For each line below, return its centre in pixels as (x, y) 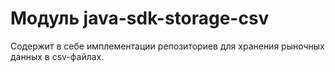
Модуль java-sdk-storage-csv (140, 18)
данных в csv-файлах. (57, 56)
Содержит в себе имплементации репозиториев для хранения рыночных (167, 46)
